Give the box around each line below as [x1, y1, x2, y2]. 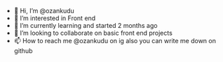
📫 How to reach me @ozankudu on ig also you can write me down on [13, 37, 216, 45]
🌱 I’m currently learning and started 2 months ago [13, 22, 158, 29]
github [13, 47, 33, 55]
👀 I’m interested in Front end [13, 14, 96, 22]
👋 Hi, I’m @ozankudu [13, 7, 75, 15]
